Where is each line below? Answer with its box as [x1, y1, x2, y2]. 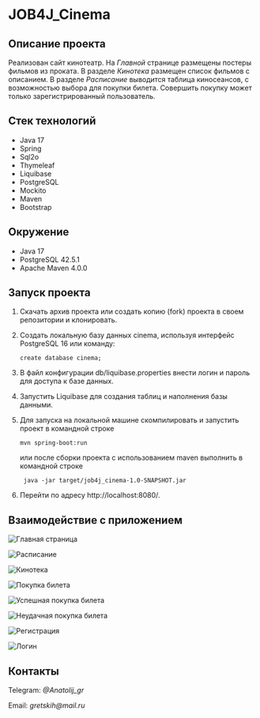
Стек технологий [8, 115, 96, 128]
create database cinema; [19, 354, 102, 363]
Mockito [19, 186, 47, 195]
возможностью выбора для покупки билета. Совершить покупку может [8, 83, 253, 92]
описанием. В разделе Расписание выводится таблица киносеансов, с [8, 75, 249, 84]
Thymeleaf [19, 160, 55, 170]
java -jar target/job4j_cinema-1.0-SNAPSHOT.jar [23, 476, 187, 485]
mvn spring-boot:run [19, 439, 88, 447]
